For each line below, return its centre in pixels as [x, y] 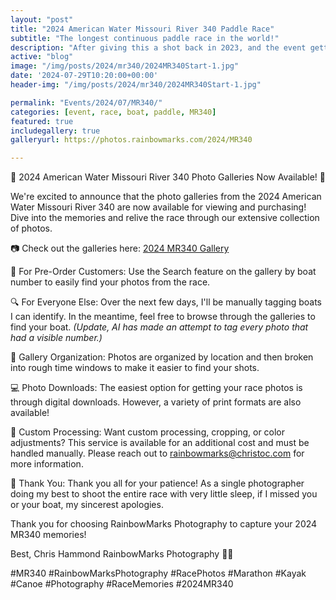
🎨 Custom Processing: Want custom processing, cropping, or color [148, 432]
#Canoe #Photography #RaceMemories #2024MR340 [122, 584]
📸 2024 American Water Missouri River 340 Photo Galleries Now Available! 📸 [168, 177]
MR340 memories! [48, 535]
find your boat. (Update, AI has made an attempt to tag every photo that [159, 327]
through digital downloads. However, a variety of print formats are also [156, 402]
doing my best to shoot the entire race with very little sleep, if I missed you [164, 494]
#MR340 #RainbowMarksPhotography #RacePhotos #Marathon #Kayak [158, 573]
